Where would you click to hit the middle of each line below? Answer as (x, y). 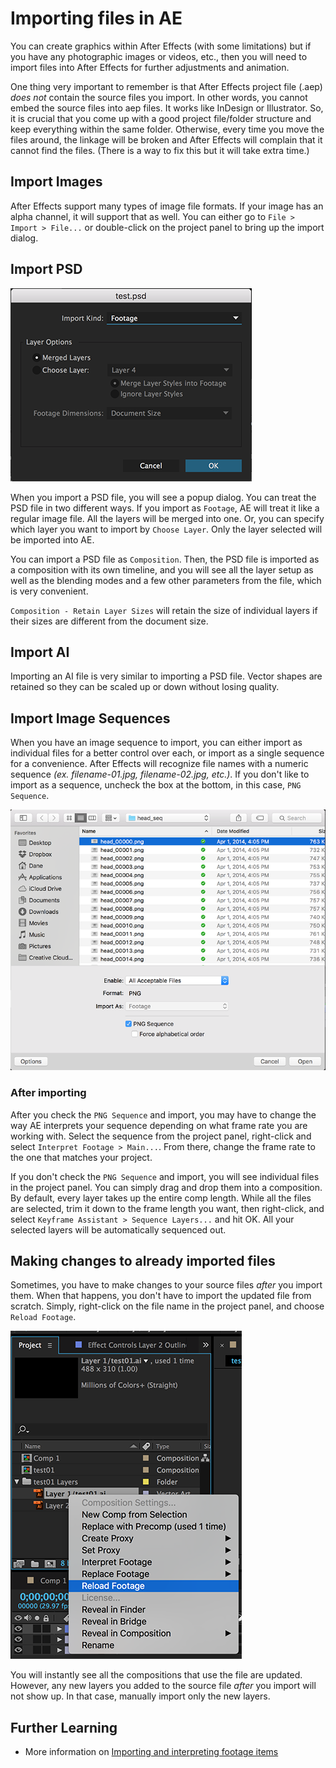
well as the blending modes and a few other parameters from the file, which (166, 580)
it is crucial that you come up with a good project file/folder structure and (161, 118)
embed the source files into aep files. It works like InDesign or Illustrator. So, (167, 108)
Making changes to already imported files (143, 1260)
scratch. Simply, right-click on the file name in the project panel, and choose (167, 1306)
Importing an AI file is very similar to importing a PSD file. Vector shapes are (166, 676)
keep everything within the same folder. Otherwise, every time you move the (167, 129)
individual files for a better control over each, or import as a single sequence (167, 753)
